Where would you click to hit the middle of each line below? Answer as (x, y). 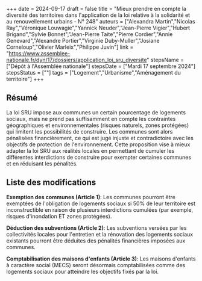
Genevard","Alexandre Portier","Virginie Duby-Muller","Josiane (83, 41)
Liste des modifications (51, 183)
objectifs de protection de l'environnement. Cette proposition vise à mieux (98, 144)
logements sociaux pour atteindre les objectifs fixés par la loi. (82, 271)
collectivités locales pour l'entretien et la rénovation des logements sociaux (100, 234)
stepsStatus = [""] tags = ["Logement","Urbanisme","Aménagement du (93, 73)
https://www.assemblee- (39, 53)
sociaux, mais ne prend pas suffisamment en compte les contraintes (91, 119)
